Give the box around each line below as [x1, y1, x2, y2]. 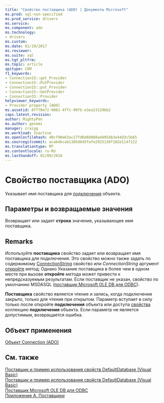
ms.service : [5, 21, 29, 26]
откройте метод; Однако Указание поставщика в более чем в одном [5, 266, 150, 272]
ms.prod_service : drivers [5, 16, 58, 21]
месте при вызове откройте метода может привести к [5, 271, 121, 277]
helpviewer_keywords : [5, 99, 50, 104]
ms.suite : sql [5, 53, 34, 58]
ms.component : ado [5, 26, 43, 30]
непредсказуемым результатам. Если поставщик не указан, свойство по [5, 276, 159, 282]
